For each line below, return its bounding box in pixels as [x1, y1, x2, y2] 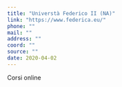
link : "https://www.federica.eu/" [7, 16, 107, 23]
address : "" [7, 36, 41, 42]
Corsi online [7, 73, 41, 82]
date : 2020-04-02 [7, 55, 57, 62]
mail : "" [7, 29, 32, 36]
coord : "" [7, 42, 36, 49]
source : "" [7, 49, 39, 55]
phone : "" [7, 23, 36, 29]
